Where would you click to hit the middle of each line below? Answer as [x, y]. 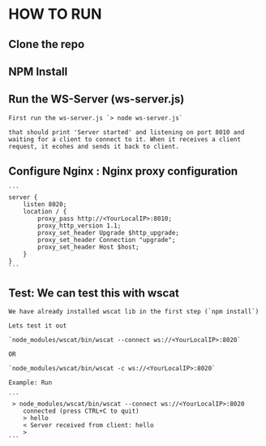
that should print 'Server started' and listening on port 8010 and [127, 132]
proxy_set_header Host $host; [88, 247]
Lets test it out [38, 326]
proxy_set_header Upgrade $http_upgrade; [109, 232]
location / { [45, 211]
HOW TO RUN [55, 14]
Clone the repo [47, 44]
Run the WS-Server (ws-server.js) [97, 100]
